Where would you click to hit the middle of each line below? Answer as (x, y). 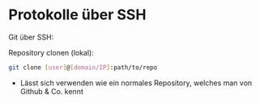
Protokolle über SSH (77, 15)
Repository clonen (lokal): (51, 52)
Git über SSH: (31, 37)
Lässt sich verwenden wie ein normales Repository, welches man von (136, 83)
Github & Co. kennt (51, 91)
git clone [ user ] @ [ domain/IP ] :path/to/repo (83, 67)
